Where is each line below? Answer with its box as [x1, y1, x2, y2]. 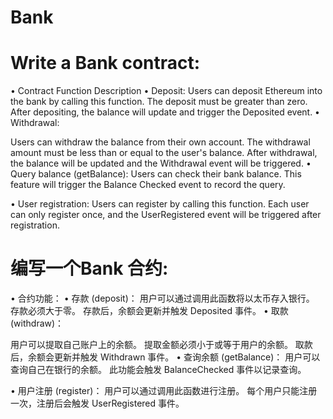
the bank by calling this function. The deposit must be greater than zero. [10, 96, 308, 108]
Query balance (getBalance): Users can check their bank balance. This [10, 168, 302, 180]
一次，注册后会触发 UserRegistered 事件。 [10, 397, 185, 410]
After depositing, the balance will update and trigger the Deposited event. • [10, 106, 320, 118]
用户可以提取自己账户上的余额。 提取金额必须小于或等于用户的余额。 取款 [10, 339, 313, 351]
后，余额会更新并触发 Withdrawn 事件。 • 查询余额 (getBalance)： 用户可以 [10, 351, 321, 363]
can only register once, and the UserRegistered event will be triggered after [10, 209, 322, 221]
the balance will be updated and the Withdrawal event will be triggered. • [10, 157, 312, 170]
